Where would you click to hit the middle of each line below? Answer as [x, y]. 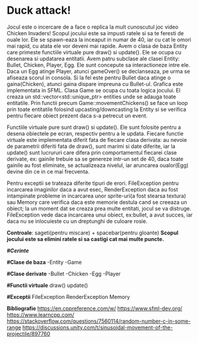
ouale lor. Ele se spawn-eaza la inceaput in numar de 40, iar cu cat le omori [99, 39]
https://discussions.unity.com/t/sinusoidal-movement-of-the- [98, 327]
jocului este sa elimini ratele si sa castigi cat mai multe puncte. [85, 239]
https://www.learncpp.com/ [41, 314]
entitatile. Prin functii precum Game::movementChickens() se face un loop [97, 103]
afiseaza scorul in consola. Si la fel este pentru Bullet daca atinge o [89, 78]
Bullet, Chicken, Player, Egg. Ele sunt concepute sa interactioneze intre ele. [98, 65]
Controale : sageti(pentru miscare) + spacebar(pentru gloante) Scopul [93, 233]
